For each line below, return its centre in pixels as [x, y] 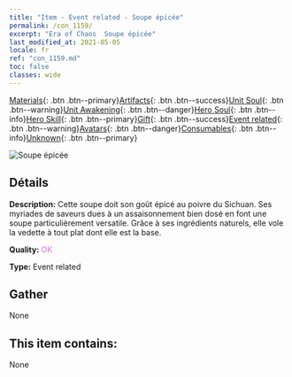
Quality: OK [31, 250]
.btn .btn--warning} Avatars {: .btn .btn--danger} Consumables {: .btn [131, 128]
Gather [29, 294]
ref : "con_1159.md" [45, 58]
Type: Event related [45, 266]
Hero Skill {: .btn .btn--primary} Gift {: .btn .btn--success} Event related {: [154, 119]
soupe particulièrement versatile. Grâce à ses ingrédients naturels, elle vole [146, 223]
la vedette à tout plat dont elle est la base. [85, 232]
